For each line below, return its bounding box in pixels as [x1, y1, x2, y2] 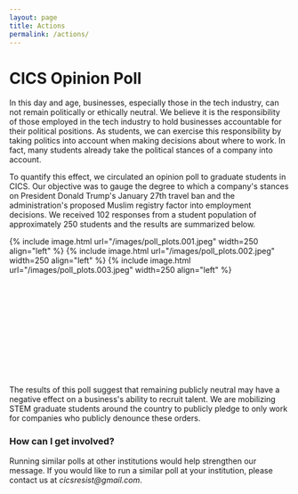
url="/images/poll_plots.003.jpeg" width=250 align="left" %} [9, 265, 233, 276]
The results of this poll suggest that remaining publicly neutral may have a [9, 384, 280, 395]
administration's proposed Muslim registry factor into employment [9, 200, 252, 210]
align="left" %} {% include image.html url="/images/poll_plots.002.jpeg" [9, 246, 276, 257]
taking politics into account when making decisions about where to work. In [9, 136, 286, 146]
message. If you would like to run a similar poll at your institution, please [9, 465, 273, 475]
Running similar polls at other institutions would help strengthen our [9, 456, 257, 466]
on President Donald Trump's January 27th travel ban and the [9, 191, 236, 202]
